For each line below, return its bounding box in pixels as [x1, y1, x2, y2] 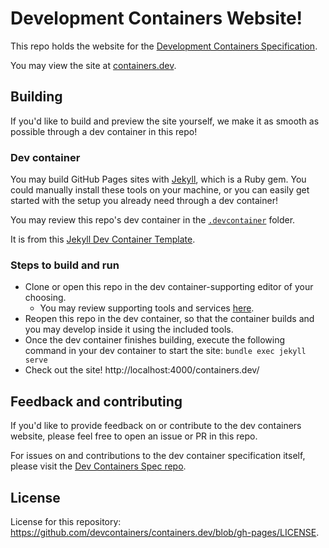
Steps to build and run [10, 258, 120, 272]
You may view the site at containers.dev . [10, 59, 177, 71]
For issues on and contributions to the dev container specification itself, [10, 450, 306, 462]
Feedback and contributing [10, 393, 183, 410]
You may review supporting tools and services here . [39, 302, 255, 314]
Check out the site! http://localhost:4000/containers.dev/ [24, 364, 260, 376]
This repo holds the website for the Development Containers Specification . [10, 40, 318, 52]
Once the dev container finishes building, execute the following [24, 334, 286, 346]
